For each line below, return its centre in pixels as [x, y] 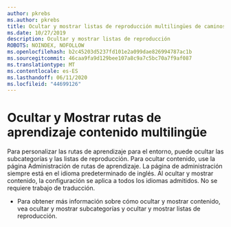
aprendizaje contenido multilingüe [107, 132]
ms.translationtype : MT [41, 65]
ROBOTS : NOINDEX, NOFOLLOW [46, 45]
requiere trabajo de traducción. [51, 188]
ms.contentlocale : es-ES [43, 71]
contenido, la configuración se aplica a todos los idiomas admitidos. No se [112, 181]
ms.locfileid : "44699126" [44, 84]
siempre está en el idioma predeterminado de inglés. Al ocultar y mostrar [110, 173]
